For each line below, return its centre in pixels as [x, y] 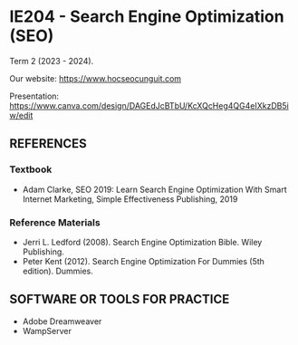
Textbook [31, 169]
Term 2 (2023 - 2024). [52, 61]
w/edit [21, 115]
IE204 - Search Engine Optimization [147, 17]
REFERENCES [48, 144]
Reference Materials [55, 222]
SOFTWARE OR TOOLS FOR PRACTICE [120, 299]
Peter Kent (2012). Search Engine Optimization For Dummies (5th [144, 261]
